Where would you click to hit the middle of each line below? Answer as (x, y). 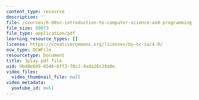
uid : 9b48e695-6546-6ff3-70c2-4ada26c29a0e (61, 66)
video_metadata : (26, 83)
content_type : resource (36, 11)
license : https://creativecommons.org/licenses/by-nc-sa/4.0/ (84, 45)
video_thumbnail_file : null (46, 77)
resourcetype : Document (36, 55)
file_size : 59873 (28, 28)
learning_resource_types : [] (42, 39)
